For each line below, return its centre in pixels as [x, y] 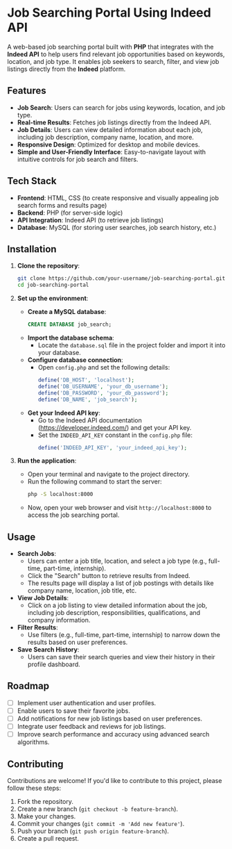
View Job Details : [43, 598]
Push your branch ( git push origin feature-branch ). [93, 831]
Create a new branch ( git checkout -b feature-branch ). [98, 809]
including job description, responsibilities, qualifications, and [114, 613]
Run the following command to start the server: [95, 481]
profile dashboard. [54, 664]
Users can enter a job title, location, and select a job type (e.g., [117, 561]
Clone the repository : [48, 266]
